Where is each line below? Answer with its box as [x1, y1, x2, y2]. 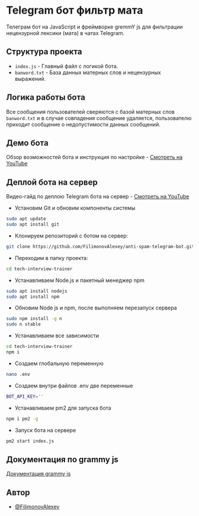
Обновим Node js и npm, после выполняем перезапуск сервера [14, 304, 177, 312]
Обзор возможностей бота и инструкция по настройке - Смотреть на [6, 154, 183, 161]
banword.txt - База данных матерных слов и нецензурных [14, 69, 161, 76]
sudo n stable [6, 321, 41, 327]
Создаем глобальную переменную [14, 360, 104, 367]
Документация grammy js [6, 470, 71, 477]
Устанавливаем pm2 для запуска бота [14, 404, 111, 411]
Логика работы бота [6, 93, 86, 103]
